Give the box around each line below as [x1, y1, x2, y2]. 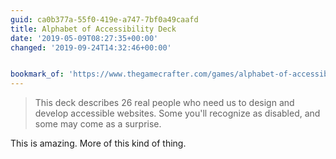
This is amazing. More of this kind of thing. [10, 137, 187, 150]
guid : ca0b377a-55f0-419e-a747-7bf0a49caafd [10, 14, 199, 25]
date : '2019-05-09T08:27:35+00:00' [10, 33, 159, 43]
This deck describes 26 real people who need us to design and [34, 97, 295, 109]
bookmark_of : [10, 69, 65, 80]
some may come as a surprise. [34, 118, 162, 130]
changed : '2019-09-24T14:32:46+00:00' [10, 42, 172, 53]
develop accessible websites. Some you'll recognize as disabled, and [34, 107, 321, 120]
